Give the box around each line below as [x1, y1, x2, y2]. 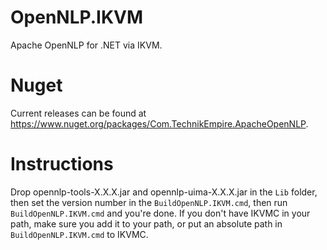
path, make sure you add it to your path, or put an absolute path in [10, 217, 283, 230]
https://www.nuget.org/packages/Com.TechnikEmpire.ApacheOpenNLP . [10, 117, 309, 130]
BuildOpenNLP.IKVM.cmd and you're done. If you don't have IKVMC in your [10, 207, 311, 219]
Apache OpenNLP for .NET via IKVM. [10, 39, 163, 51]
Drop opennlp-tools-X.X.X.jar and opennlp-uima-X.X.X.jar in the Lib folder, [10, 186, 318, 198]
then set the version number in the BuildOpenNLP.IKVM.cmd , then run [10, 196, 288, 208]
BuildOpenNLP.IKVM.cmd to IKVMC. [10, 228, 149, 240]
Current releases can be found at [10, 107, 147, 119]
